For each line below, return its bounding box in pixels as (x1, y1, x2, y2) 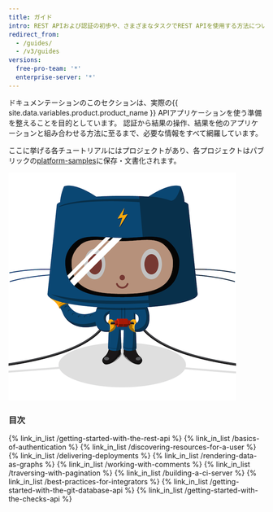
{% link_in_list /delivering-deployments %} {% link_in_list (8, 451, 199, 461)
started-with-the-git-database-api (8, 485, 123, 496)
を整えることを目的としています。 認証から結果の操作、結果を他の (8, 118, 230, 128)
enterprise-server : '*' (15, 73, 96, 81)
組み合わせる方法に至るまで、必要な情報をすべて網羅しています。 (43, 128, 262, 138)
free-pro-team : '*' (15, 65, 82, 73)
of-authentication (8, 442, 67, 452)
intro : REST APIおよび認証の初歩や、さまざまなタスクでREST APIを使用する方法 (8, 21, 249, 30)
